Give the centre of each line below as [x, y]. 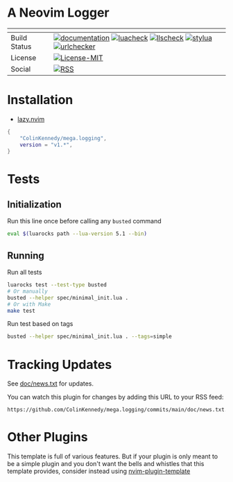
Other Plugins [48, 437]
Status [21, 46]
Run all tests [25, 273]
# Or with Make [29, 304]
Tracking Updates [60, 364]
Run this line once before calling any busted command [84, 221]
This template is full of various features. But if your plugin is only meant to [113, 456]
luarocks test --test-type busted [57, 285]
